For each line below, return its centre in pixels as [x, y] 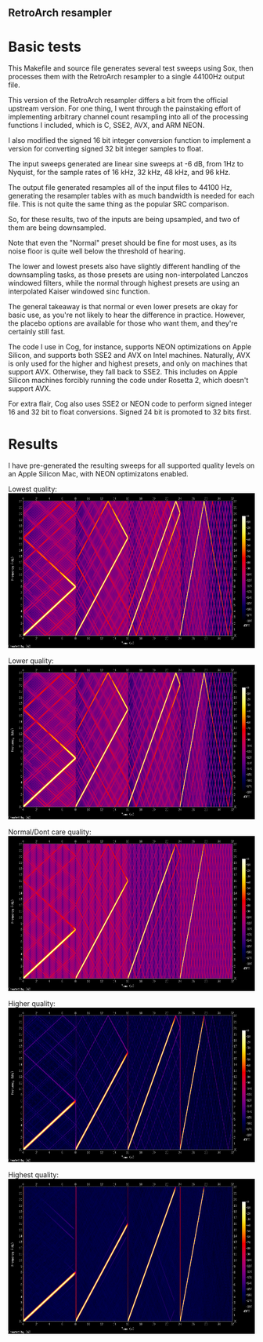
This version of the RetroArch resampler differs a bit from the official [118, 100]
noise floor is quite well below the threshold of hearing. [97, 251]
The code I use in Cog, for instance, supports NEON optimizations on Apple [130, 347]
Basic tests [45, 47]
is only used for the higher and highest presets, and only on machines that [128, 363]
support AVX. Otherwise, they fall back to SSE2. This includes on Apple [123, 372]
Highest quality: [33, 1175]
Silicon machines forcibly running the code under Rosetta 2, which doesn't [128, 381]
